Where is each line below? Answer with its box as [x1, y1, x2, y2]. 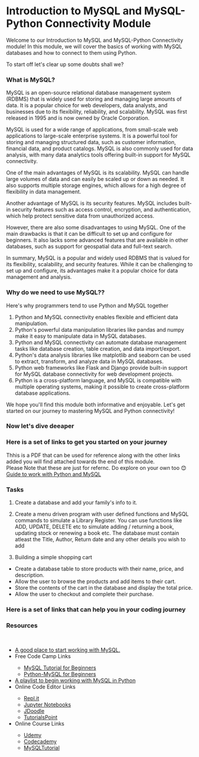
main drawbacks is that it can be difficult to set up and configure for [6, 230, 172, 238]
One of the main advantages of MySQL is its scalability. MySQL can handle [6, 169, 189, 176]
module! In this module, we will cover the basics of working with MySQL [6, 43, 182, 50]
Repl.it [23, 695, 40, 702]
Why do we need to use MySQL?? [6, 288, 105, 297]
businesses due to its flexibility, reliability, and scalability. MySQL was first [6, 108, 187, 116]
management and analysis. [6, 273, 72, 281]
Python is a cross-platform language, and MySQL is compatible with [14, 376, 182, 384]
